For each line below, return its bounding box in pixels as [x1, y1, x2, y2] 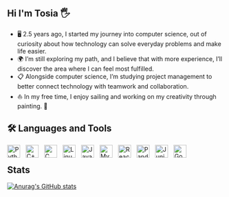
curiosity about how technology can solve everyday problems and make [17, 39, 221, 48]
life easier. [17, 47, 47, 55]
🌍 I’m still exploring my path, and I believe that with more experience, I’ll [17, 54, 222, 62]
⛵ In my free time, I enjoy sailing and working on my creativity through [17, 92, 217, 100]
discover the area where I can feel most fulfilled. [17, 65, 155, 73]
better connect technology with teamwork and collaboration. [17, 82, 189, 90]
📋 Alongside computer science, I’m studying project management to [17, 72, 212, 80]
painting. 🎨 [17, 102, 48, 110]
